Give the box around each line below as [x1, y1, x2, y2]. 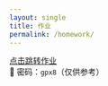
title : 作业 [9, 21, 51, 30]
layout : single [9, 13, 67, 22]
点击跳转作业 [9, 56, 57, 66]
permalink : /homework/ [9, 30, 94, 39]
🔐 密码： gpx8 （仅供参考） [9, 66, 104, 77]
